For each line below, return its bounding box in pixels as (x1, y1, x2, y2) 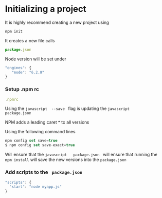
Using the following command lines (5, 129, 75, 135)
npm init (5, 29, 23, 34)
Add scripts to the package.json (5, 169, 83, 176)
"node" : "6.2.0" (11, 70, 45, 75)
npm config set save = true (5, 138, 57, 143)
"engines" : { (5, 65, 32, 70)
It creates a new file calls (5, 37, 55, 43)
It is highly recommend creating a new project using (5, 19, 109, 25)
